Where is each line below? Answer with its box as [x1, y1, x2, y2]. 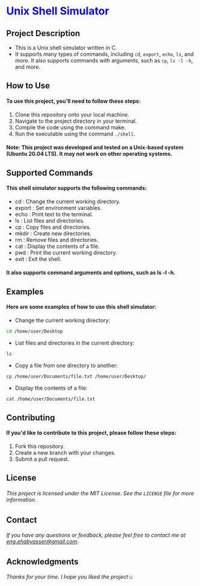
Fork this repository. [14, 443, 65, 450]
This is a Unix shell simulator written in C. [14, 44, 117, 51]
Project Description [6, 28, 80, 39]
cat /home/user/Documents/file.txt [6, 396, 95, 402]
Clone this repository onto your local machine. [14, 111, 130, 118]
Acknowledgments [6, 557, 79, 567]
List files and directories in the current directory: [14, 339, 135, 347]
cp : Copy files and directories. [14, 223, 91, 230]
